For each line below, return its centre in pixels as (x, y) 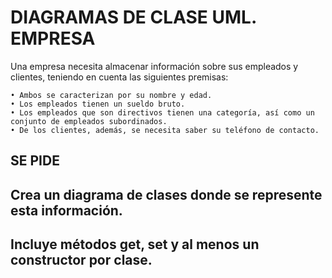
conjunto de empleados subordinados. (89, 121)
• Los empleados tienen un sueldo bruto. (98, 104)
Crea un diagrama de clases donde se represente (166, 194)
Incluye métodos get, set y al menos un (135, 244)
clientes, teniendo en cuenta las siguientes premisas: (119, 77)
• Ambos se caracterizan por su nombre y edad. (111, 95)
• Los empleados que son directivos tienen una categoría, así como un (162, 112)
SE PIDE (35, 161)
